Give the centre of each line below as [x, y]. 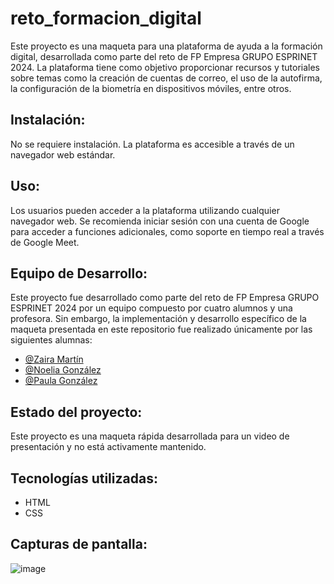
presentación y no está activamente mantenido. [108, 447]
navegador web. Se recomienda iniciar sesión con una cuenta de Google [160, 221]
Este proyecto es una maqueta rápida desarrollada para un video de [150, 436]
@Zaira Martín [54, 359]
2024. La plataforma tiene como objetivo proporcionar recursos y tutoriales [165, 67]
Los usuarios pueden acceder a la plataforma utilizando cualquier [145, 210]
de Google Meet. [45, 242]
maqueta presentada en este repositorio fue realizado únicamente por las [161, 329]
